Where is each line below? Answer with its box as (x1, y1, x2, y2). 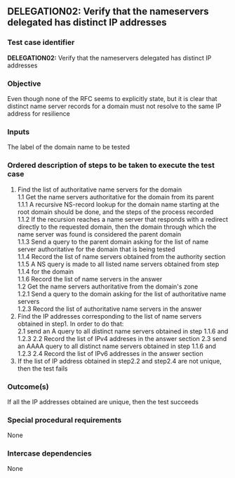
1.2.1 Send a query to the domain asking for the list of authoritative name (17, 289, 227, 298)
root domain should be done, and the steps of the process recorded (17, 207, 214, 216)
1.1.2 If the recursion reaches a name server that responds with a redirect (17, 215, 229, 223)
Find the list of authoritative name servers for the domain (17, 185, 182, 194)
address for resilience (7, 109, 70, 118)
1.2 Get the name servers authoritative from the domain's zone (17, 282, 199, 291)
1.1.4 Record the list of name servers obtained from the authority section (17, 252, 226, 260)
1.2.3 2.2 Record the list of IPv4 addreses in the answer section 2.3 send (17, 334, 227, 343)
